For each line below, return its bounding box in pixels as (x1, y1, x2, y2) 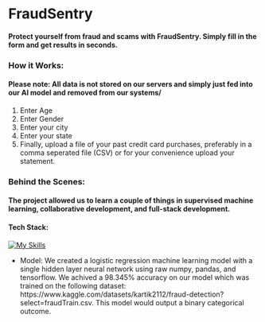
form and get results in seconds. (8, 40, 118, 49)
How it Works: (8, 60, 64, 71)
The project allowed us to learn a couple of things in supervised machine (8, 196, 254, 205)
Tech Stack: (8, 223, 49, 232)
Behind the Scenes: (8, 176, 86, 187)
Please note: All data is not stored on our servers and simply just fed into (8, 80, 253, 89)
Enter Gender (19, 114, 64, 123)
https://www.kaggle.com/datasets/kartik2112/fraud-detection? (19, 289, 224, 299)
